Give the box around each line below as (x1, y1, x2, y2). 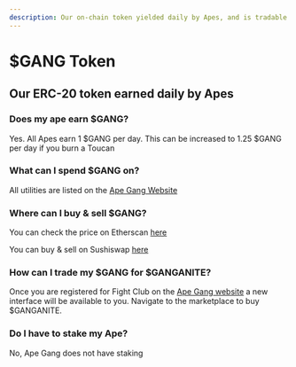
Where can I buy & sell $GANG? (9, 207, 147, 219)
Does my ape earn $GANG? (9, 113, 129, 125)
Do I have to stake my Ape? (9, 327, 129, 340)
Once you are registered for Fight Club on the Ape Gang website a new (9, 286, 269, 297)
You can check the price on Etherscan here (9, 227, 167, 238)
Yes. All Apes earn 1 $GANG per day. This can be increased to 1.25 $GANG (9, 133, 282, 144)
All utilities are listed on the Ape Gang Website (9, 184, 178, 195)
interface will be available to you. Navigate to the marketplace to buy (9, 296, 260, 307)
